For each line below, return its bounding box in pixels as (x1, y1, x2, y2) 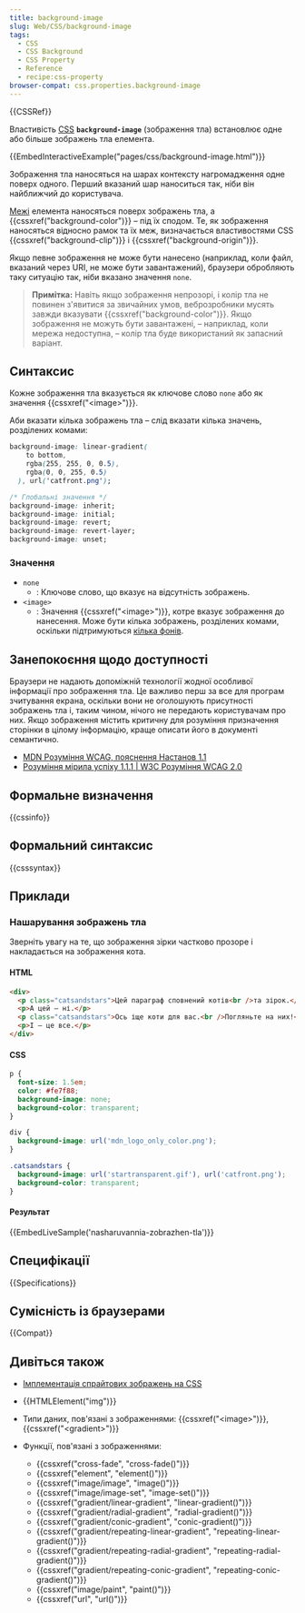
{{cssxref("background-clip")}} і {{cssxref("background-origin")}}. (9, 234, 259, 246)
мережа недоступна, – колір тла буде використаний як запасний (31, 328, 283, 338)
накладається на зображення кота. (9, 946, 146, 957)
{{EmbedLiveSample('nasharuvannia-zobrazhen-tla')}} (9, 1226, 215, 1237)
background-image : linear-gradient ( (9, 442, 148, 451)
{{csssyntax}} (9, 862, 62, 873)
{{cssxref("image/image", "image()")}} (35, 1477, 180, 1488)
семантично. (9, 734, 59, 745)
